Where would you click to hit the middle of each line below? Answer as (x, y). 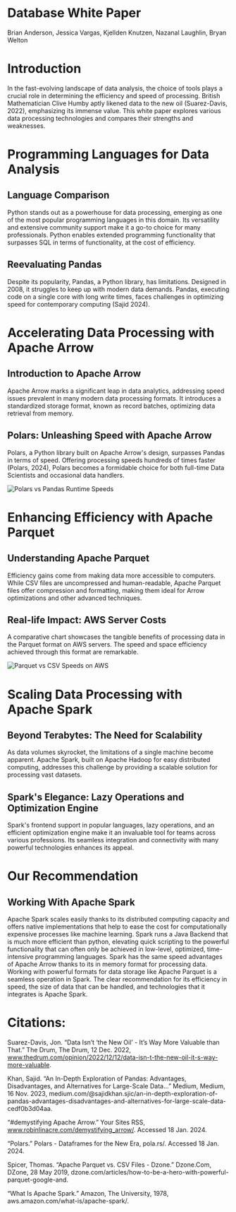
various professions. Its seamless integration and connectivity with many (113, 840)
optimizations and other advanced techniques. (75, 598)
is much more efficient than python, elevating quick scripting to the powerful (118, 942)
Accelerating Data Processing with (111, 333)
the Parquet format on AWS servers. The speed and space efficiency (107, 645)
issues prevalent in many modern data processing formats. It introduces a (114, 398)
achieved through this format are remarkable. (73, 652)
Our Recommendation (73, 876)
